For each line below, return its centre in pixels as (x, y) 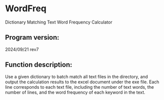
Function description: (39, 65)
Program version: (32, 37)
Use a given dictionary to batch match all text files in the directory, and (77, 76)
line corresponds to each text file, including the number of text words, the (80, 87)
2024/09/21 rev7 (22, 49)
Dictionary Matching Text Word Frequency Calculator (59, 22)
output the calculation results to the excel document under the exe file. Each (82, 82)
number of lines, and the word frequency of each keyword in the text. (75, 92)
